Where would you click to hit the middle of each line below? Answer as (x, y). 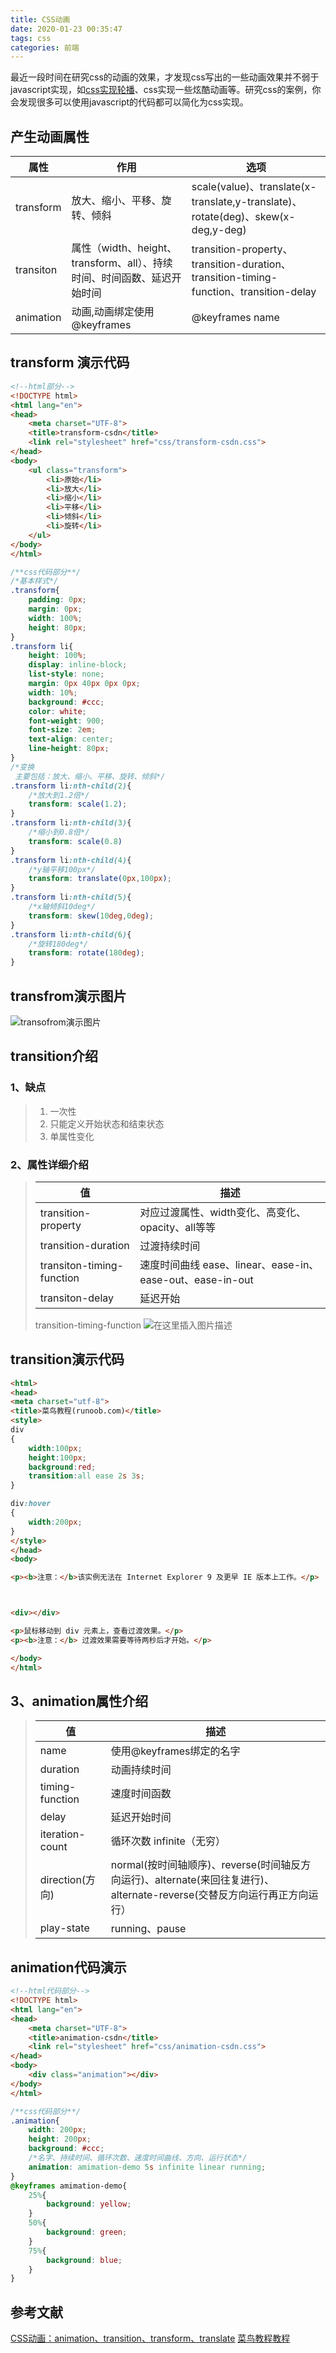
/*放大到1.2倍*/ (59, 795)
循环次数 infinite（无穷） (168, 1841)
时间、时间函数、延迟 (121, 278)
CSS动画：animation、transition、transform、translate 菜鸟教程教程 (150, 2338)
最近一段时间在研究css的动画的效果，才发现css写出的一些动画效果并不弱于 (165, 77)
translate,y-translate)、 (247, 202)
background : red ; (62, 1467)
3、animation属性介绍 (79, 1701)
